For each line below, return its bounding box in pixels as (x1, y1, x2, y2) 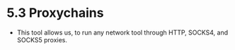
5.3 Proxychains (6, 5, 104, 21)
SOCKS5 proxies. (16, 35, 68, 44)
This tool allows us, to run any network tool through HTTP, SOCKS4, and (16, 28, 228, 37)
